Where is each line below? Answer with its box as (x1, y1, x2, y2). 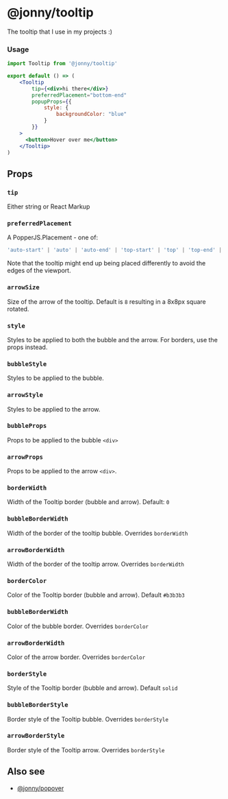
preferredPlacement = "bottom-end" (31, 91, 127, 99)
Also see (7, 766, 45, 778)
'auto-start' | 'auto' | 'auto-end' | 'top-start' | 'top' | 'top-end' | (7, 247, 223, 254)
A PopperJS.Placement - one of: (7, 233, 98, 241)
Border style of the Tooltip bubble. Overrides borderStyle (7, 715, 169, 723)
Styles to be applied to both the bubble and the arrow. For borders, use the (7, 335, 218, 344)
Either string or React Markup (7, 202, 90, 211)
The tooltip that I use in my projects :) (7, 27, 113, 36)
